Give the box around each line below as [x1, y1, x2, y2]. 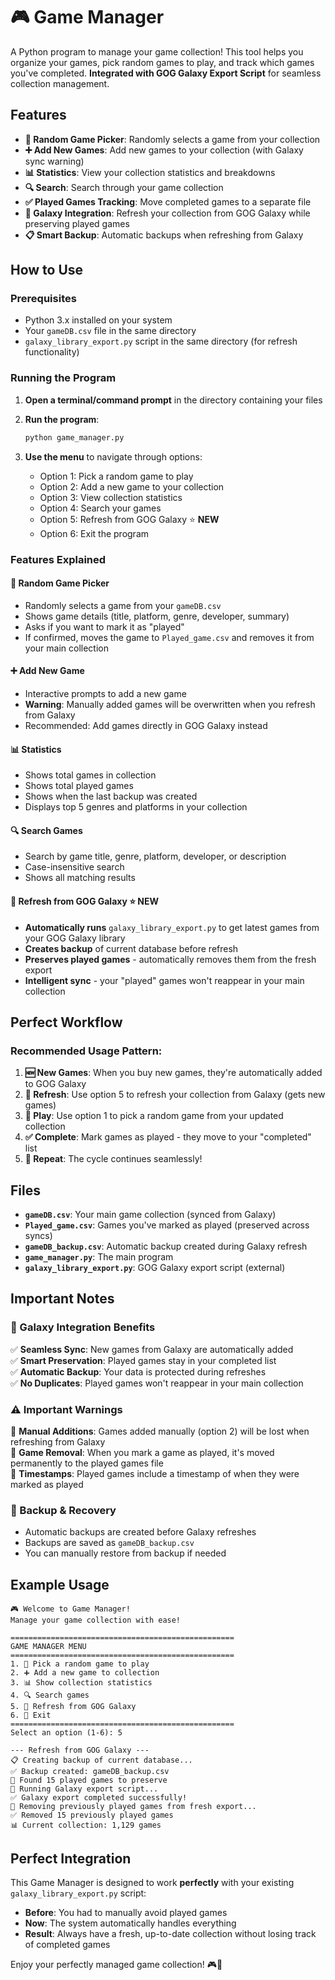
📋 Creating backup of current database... [10, 1755, 193, 1766]
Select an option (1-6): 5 [10, 1728, 123, 1738]
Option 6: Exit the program [39, 527, 150, 539]
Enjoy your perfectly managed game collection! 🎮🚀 [10, 1958, 223, 1970]
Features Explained [10, 552, 107, 566]
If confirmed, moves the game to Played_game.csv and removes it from [24, 631, 315, 643]
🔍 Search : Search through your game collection [24, 181, 224, 193]
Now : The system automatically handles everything [24, 1917, 237, 1929]
